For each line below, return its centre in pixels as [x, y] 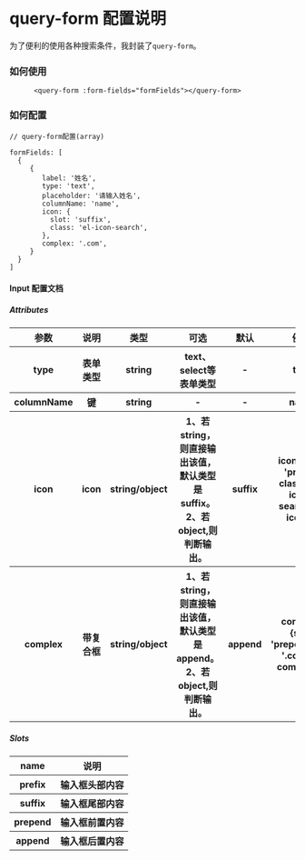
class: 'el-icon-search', [98, 227]
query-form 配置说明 [88, 19]
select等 [197, 371]
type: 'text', [69, 186]
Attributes [29, 309]
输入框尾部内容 [92, 804]
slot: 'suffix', [80, 219]
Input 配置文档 [36, 288]
